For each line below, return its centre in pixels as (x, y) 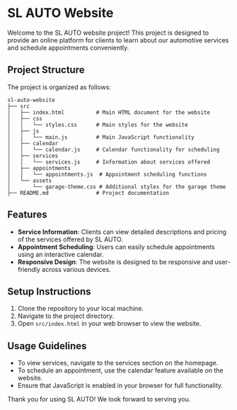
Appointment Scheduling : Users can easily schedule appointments (116, 246)
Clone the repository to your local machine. (80, 309)
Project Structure (46, 70)
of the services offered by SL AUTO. (70, 239)
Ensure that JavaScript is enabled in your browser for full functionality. (120, 386)
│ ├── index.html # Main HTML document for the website (109, 112)
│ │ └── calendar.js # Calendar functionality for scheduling (114, 149)
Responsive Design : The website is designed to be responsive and (115, 262)
